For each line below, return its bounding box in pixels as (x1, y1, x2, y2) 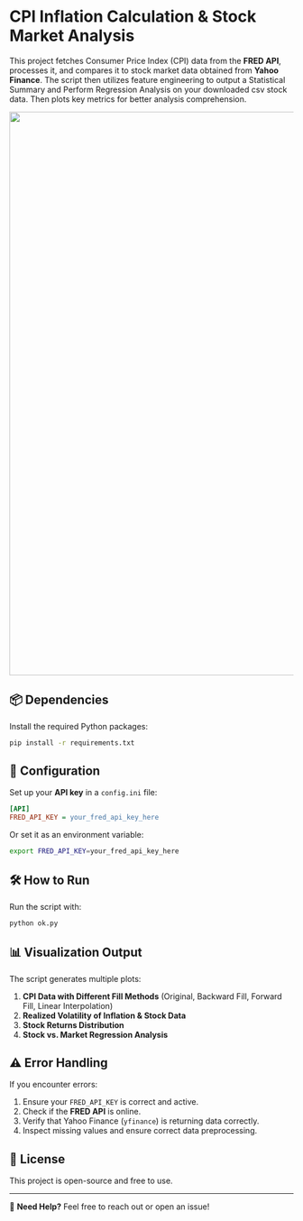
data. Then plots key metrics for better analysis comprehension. (9, 93, 247, 105)
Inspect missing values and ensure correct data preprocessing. (22, 1125, 258, 1136)
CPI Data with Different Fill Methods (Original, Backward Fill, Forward (22, 990, 282, 1002)
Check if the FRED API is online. (22, 1106, 142, 1117)
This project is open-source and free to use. (9, 1175, 173, 1187)
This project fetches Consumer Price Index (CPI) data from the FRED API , (9, 55, 281, 66)
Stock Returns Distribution (22, 1019, 124, 1030)
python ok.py (9, 918, 59, 928)
